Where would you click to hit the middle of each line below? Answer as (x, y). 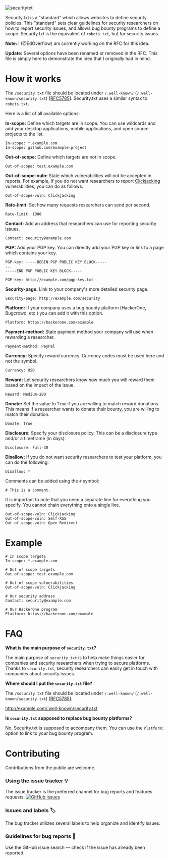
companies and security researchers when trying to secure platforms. (78, 663)
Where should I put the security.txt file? (49, 683)
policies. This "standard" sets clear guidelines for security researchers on (82, 23)
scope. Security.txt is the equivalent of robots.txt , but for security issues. (82, 34)
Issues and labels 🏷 (31, 810)
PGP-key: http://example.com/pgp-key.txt (49, 280)
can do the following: (27, 462)
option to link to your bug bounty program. (49, 733)
